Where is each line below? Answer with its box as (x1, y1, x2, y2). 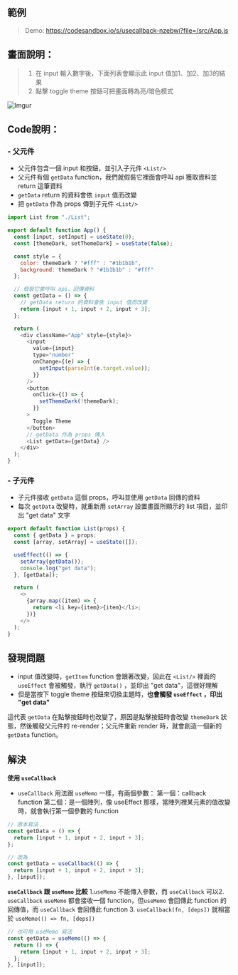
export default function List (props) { (7, 525, 126, 532)
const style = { (13, 252, 62, 260)
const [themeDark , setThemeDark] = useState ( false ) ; (13, 239, 173, 247)
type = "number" (33, 351, 75, 358)
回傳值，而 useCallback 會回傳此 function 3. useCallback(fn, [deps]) (7, 905, 210, 914)
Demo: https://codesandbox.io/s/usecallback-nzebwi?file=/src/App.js (24, 26, 229, 34)
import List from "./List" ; (7, 214, 91, 221)
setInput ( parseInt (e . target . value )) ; (38, 364, 151, 372)
